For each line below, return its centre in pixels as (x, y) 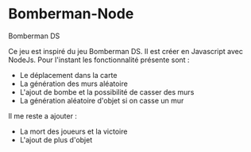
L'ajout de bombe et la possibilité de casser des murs (107, 92)
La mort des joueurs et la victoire (73, 131)
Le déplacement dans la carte (68, 75)
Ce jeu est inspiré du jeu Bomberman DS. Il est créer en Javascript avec (126, 51)
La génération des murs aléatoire (74, 84)
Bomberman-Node (71, 14)
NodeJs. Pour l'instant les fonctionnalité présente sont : (99, 60)
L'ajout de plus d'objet (56, 139)
